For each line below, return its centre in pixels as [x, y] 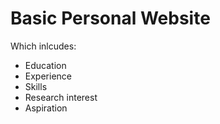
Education [45, 65]
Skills [36, 86]
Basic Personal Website [110, 18]
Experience [48, 76]
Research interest [61, 97]
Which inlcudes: [43, 46]
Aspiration [46, 108]
